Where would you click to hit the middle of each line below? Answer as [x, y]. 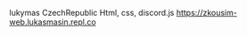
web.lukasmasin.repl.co [53, 22]
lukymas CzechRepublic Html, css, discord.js [92, 13]
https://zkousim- [207, 13]
